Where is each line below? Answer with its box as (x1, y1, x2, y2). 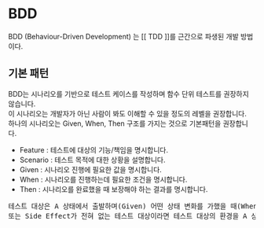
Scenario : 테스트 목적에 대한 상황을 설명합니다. (19, 155, 167, 164)
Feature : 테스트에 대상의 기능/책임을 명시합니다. (19, 145, 169, 154)
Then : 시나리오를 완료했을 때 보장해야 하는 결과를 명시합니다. (19, 184, 208, 193)
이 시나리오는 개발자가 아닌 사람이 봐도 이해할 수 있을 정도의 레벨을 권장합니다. (8, 108, 247, 118)
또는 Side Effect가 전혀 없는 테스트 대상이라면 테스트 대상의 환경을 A (8, 211, 247, 220)
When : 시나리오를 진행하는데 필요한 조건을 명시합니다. (19, 175, 188, 184)
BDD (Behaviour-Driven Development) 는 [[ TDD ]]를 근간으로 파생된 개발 (8, 31, 240, 41)
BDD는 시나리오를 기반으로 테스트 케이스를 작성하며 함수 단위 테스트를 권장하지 (8, 89, 249, 98)
